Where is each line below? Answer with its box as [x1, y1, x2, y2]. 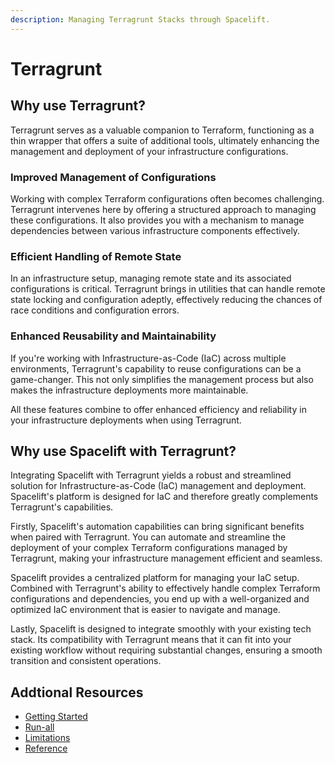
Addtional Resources [10, 684, 144, 701]
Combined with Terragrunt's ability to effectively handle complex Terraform [10, 582, 321, 595]
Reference [24, 742, 68, 755]
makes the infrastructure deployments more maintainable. [10, 384, 249, 396]
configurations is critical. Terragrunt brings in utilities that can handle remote [10, 283, 326, 295]
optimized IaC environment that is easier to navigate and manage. [10, 604, 281, 616]
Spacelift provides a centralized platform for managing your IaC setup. [10, 572, 300, 584]
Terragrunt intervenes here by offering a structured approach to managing [10, 203, 317, 215]
